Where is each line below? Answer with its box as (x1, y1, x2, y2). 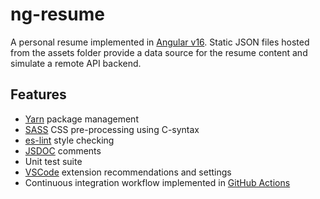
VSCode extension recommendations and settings (24, 166, 232, 178)
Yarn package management (24, 113, 139, 125)
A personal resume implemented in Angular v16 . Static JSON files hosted (10, 36, 310, 48)
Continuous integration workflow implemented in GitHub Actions (24, 176, 291, 188)
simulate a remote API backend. (10, 57, 142, 69)
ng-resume (10, 3, 105, 26)
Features (10, 86, 67, 103)
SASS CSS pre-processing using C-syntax (24, 123, 200, 135)
